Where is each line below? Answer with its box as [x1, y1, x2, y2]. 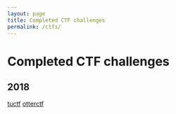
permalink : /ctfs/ [7, 23, 61, 30]
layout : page [7, 10, 46, 17]
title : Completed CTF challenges [7, 17, 106, 24]
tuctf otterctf [7, 99, 44, 108]
